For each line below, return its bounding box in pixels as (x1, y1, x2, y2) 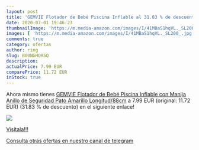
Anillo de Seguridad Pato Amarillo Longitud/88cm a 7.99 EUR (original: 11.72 (6, 97, 191, 104)
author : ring (6, 47, 38, 53)
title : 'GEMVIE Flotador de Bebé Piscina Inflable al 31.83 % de (6, 14, 171, 20)
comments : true (6, 36, 44, 42)
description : (6, 58, 38, 64)
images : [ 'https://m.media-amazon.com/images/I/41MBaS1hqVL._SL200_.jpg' (6, 31, 195, 37)
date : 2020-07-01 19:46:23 (6, 19, 73, 25)
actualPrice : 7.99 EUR (6, 63, 62, 70)
